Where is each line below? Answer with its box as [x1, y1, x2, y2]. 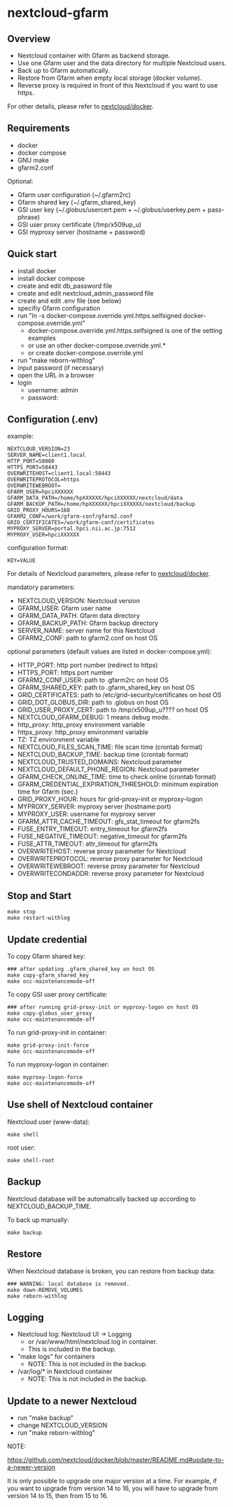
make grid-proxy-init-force [7, 1042, 90, 1049]
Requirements [7, 123, 70, 135]
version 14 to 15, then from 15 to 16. [7, 1492, 108, 1500]
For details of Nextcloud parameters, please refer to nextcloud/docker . [7, 570, 211, 578]
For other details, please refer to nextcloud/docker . [7, 102, 154, 110]
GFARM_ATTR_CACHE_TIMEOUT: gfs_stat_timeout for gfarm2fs [17, 818, 200, 826]
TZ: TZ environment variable [17, 736, 100, 744]
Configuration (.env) [7, 413, 99, 425]
